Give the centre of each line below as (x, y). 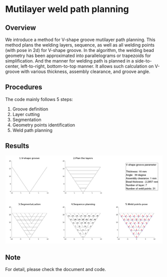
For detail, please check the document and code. (56, 269)
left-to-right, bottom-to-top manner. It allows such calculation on (87, 66)
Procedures (24, 87)
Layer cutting (26, 114)
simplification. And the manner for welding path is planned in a (69, 61)
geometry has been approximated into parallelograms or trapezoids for (78, 55)
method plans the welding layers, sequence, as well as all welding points (80, 45)
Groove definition (30, 109)
